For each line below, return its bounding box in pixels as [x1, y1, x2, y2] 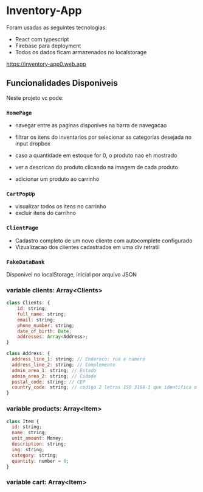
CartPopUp [6, 190, 35, 197]
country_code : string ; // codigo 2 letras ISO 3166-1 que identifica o [12, 384, 198, 390]
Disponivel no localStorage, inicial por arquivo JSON [6, 270, 137, 278]
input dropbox [15, 140, 50, 147]
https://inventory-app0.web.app [6, 60, 86, 68]
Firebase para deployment [15, 42, 81, 49]
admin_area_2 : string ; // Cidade [12, 373, 97, 379]
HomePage [6, 109, 32, 116]
